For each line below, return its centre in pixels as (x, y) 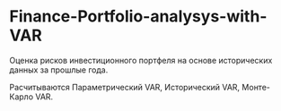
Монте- (256, 87)
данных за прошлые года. (59, 70)
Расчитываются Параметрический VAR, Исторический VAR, (125, 87)
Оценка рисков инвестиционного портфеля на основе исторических (141, 60)
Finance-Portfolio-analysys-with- (138, 17)
